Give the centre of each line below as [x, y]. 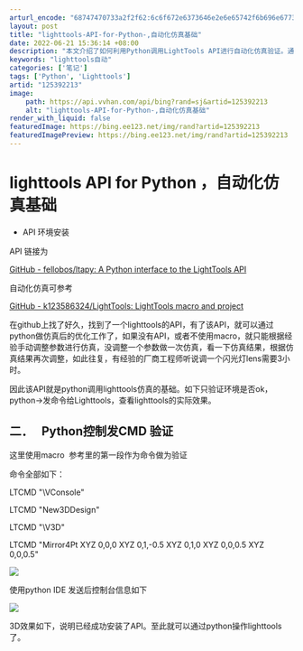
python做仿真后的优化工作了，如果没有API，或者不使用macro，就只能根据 [147, 336]
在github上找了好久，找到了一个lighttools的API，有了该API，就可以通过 [142, 324]
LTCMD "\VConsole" [47, 492]
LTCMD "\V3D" [37, 527]
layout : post [34, 26]
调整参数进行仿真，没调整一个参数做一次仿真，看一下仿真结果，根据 [159, 347]
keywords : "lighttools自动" [61, 60]
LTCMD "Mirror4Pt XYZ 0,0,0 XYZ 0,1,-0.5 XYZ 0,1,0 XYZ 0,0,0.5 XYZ [137, 544]
